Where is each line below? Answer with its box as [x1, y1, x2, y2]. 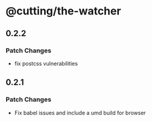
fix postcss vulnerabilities [14, 60, 78, 67]
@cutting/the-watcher [5, 4, 121, 18]
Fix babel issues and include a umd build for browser [14, 109, 146, 116]
